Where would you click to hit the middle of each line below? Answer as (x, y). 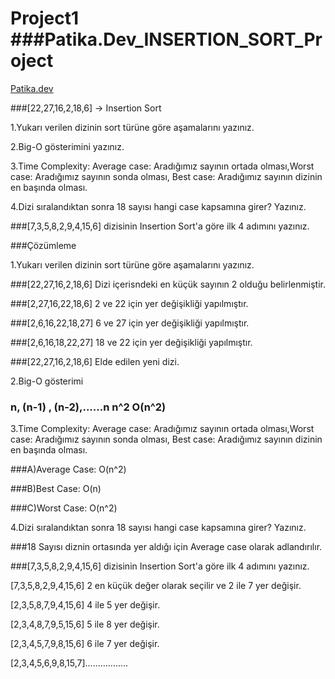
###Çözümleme (43, 245)
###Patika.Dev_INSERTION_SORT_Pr (166, 39)
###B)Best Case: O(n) (56, 489)
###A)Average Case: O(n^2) (68, 469)
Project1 (45, 18)
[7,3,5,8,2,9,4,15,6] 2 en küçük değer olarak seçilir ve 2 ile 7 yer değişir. (156, 586)
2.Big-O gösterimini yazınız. (67, 146)
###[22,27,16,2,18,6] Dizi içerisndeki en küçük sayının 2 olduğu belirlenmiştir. (168, 284)
